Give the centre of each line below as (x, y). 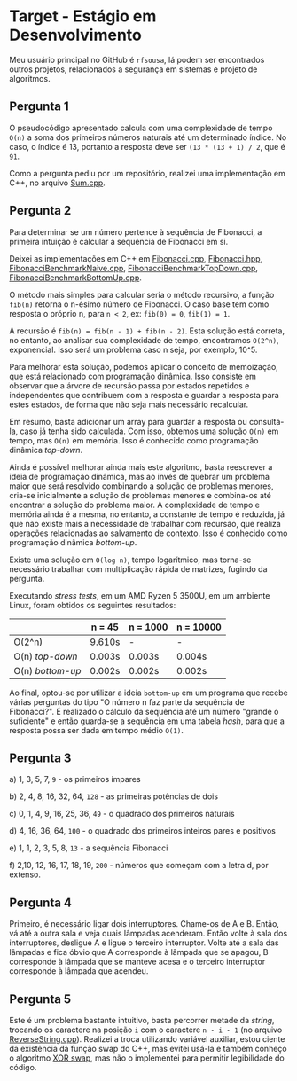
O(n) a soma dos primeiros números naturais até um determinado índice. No (148, 137)
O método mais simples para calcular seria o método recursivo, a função (142, 294)
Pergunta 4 (41, 902)
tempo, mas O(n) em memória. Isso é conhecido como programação (134, 440)
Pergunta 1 (39, 107)
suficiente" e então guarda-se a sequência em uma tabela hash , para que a (147, 721)
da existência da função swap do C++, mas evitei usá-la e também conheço (148, 1049)
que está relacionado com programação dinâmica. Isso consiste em (133, 376)
